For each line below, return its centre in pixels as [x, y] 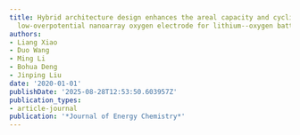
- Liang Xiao [33, 42]
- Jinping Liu [36, 75]
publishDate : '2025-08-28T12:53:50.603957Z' [93, 91]
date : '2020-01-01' [46, 83]
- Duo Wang [29, 51]
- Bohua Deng [33, 67]
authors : [25, 34]
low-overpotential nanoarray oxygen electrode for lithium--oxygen [146, 26]
